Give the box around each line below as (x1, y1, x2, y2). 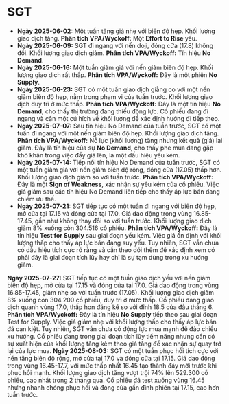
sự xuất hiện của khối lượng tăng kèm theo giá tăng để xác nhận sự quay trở (7, 339, 221, 348)
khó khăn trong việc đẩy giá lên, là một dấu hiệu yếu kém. (16, 150, 180, 159)
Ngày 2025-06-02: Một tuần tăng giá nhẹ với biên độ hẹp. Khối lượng (16, 27, 216, 35)
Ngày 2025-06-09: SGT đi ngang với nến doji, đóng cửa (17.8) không (16, 41, 214, 49)
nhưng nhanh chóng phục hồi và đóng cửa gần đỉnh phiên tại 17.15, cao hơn (7, 383, 219, 392)
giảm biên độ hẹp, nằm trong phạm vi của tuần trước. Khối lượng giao (16, 92, 213, 100)
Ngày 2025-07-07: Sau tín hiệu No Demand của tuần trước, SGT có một (16, 122, 221, 130)
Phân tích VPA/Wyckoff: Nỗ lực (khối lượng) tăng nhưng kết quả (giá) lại (16, 136, 223, 144)
